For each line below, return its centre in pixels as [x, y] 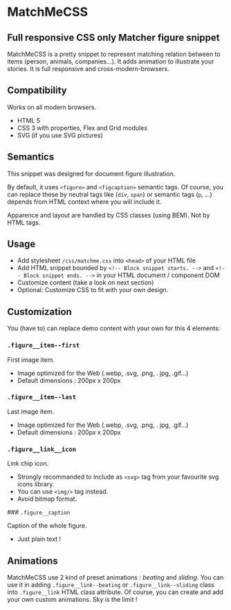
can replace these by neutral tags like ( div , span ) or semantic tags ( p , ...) [110, 194]
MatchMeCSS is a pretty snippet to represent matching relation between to [114, 54]
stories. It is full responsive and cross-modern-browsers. [88, 69]
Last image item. [31, 411]
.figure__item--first [44, 345]
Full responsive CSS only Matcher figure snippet [113, 38]
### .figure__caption [39, 513]
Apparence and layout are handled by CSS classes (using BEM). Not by [109, 215]
